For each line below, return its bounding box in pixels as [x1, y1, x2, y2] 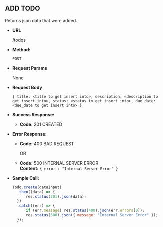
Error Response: [12, 131, 47, 137]
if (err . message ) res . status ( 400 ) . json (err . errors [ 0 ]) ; [25, 208, 145, 213]
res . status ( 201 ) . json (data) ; [25, 194, 87, 199]
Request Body [12, 84, 42, 90]
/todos [12, 37, 26, 43]
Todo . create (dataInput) [12, 185, 62, 190]
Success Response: [12, 111, 55, 117]
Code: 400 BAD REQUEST [19, 140, 74, 147]
